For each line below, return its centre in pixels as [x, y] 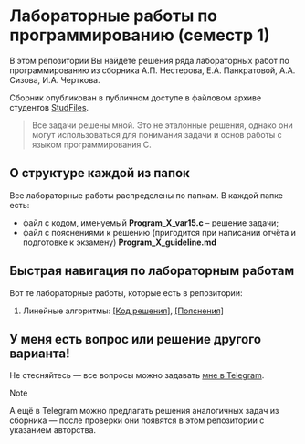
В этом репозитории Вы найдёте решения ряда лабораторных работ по [149, 60]
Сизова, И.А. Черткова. [55, 79]
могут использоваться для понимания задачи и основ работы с [157, 134]
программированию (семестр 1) [140, 35]
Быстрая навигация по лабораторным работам [152, 271]
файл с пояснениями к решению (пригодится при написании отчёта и [159, 232]
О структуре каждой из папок [100, 173]
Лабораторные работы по [113, 16]
